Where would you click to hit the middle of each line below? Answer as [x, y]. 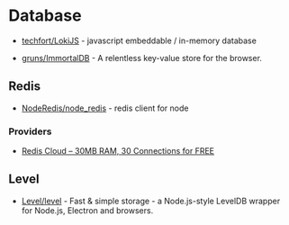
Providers [30, 131]
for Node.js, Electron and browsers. [87, 210]
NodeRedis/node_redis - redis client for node [105, 108]
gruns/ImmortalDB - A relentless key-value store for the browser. [142, 58]
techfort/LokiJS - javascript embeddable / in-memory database [139, 40]
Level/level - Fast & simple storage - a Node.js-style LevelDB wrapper [151, 201]
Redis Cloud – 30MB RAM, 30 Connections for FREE [118, 151]
